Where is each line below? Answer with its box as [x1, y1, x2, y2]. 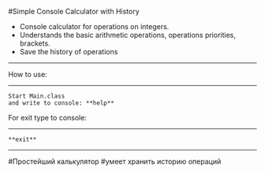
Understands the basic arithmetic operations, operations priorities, [19, 31, 237, 39]
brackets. [19, 39, 50, 48]
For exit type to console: [8, 113, 87, 122]
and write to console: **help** [8, 99, 114, 107]
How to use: [8, 70, 47, 79]
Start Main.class [8, 92, 65, 100]
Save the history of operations [19, 47, 118, 56]
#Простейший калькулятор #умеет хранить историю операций [8, 157, 222, 166]
